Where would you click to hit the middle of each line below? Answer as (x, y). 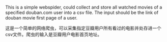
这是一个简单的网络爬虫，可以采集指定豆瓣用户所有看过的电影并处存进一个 (83, 28)
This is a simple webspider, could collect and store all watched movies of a (84, 7)
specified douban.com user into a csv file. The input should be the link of (82, 12)
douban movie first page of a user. (41, 18)
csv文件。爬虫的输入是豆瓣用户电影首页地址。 (54, 34)
